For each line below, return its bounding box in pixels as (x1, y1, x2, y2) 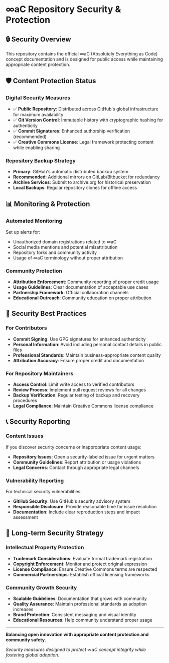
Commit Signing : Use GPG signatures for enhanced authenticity (13, 336, 146, 342)
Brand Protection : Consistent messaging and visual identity (13, 611, 137, 618)
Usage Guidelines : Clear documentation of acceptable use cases (13, 284, 148, 290)
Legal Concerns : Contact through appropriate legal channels (13, 465, 139, 471)
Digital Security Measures (6, 94, 71, 101)
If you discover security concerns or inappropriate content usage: (6, 444, 142, 450)
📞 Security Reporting (6, 417, 70, 426)
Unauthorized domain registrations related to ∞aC (13, 238, 117, 245)
